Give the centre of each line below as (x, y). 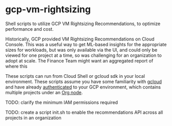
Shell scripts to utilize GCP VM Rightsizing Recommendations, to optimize (83, 24)
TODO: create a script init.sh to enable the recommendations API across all (84, 112)
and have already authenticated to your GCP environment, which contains (83, 87)
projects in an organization (33, 118)
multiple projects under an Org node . (44, 92)
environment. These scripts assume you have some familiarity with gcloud (84, 81)
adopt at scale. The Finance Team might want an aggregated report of (79, 60)
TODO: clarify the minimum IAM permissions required (62, 102)
